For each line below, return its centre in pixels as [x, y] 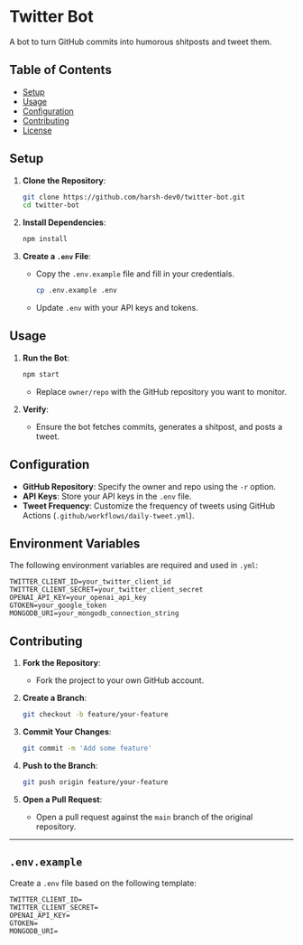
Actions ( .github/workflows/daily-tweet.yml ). [108, 515]
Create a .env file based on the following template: [103, 883]
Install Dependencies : [64, 222]
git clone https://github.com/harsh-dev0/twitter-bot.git [133, 197]
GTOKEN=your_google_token [58, 606]
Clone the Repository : [64, 180]
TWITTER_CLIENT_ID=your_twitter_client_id [90, 582]
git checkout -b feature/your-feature [95, 715]
